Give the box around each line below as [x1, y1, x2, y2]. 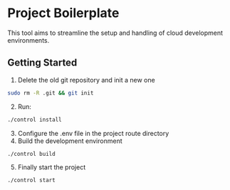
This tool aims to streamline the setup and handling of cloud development [7, 28, 223, 37]
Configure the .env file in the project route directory [17, 129, 169, 137]
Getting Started [7, 57, 78, 69]
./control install [7, 116, 62, 123]
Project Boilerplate [7, 5, 120, 21]
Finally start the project [17, 163, 86, 171]
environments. [7, 36, 50, 44]
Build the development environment [17, 137, 122, 145]
